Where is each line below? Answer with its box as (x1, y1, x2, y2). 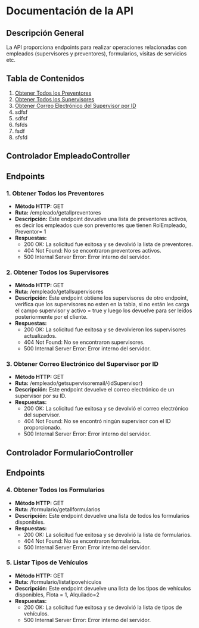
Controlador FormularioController (6, 447, 133, 458)
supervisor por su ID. (14, 392, 67, 400)
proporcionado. (23, 424, 62, 431)
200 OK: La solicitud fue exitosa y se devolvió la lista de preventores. (23, 240, 194, 248)
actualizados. (23, 332, 57, 340)
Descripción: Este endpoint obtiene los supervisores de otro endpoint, (14, 294, 189, 301)
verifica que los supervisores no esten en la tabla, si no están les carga (14, 301, 189, 308)
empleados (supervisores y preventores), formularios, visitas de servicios (6, 50, 187, 57)
